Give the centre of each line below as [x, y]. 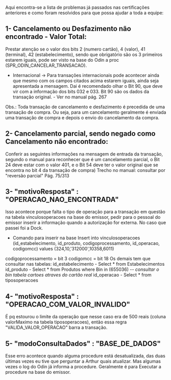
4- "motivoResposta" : [42, 296]
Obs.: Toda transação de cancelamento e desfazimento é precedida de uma [85, 107]
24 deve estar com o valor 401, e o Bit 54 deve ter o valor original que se [82, 165]
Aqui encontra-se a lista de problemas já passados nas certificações [77, 7]
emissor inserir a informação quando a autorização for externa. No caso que [86, 223]
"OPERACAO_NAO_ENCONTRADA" [62, 200]
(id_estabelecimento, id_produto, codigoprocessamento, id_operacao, [86, 243]
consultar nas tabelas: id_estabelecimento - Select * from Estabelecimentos [85, 264]
